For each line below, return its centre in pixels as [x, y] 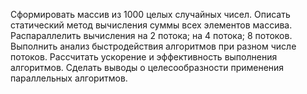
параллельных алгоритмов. [69, 78]
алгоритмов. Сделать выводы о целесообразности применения [147, 67]
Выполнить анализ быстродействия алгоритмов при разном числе [153, 46]
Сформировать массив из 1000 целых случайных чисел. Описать [150, 14]
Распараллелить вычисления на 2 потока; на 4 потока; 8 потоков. [151, 35]
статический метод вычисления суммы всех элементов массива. [151, 25]
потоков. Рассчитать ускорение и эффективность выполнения [144, 57]
